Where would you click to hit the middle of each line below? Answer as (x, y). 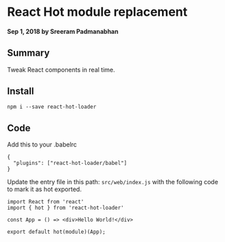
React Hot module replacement (97, 12)
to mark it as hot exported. (45, 189)
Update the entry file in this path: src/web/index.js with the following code (113, 182)
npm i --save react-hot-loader (52, 107)
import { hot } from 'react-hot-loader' (66, 208)
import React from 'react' (46, 202)
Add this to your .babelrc (42, 144)
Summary (28, 53)
